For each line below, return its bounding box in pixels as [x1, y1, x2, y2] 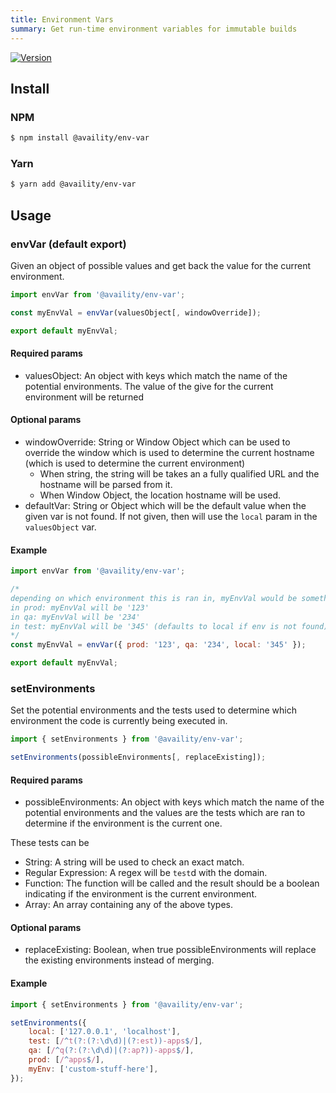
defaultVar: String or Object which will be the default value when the [24, 499, 307, 511]
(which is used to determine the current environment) [24, 457, 246, 469]
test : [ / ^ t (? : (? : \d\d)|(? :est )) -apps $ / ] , [28, 1036, 204, 1046]
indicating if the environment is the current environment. [24, 888, 257, 900]
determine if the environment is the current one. [24, 817, 223, 830]
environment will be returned [24, 391, 144, 403]
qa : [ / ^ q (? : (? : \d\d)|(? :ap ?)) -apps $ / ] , [28, 1046, 195, 1056]
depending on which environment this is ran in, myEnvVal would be [10, 593, 298, 603]
